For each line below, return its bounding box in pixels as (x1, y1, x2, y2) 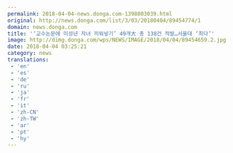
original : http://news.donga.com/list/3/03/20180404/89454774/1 (7, 17, 201, 24)
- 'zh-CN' (10, 109, 40, 116)
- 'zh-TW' (10, 115, 40, 122)
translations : (7, 56, 50, 63)
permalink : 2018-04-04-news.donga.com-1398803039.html (7, 10, 173, 18)
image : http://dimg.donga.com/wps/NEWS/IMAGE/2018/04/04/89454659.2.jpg (7, 37, 227, 44)
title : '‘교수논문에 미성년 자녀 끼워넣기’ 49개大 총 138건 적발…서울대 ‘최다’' (7, 30, 215, 37)
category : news (7, 50, 52, 57)
